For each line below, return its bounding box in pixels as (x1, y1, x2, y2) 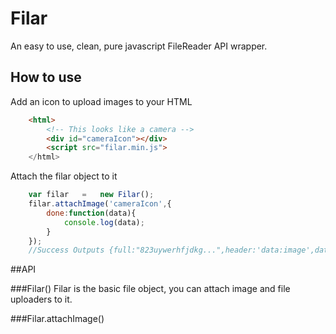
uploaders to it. (10, 293, 73, 306)
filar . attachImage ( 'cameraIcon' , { (28, 199, 172, 209)
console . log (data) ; (63, 217, 145, 227)
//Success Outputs (28, 245, 105, 256)
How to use (10, 69, 82, 86)
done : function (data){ (46, 208, 137, 218)
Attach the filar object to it (10, 170, 118, 182)
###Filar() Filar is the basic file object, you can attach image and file (10, 283, 291, 295)
